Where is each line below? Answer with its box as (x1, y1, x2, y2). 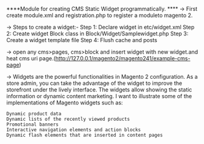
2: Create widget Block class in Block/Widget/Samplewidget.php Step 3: (6, 30, 189, 37)
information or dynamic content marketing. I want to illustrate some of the (6, 93, 192, 99)
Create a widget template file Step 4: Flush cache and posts (6, 37, 157, 43)
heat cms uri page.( (6, 55, 56, 62)
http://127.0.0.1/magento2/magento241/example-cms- (55, 55, 191, 62)
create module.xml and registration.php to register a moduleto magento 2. (6, 12, 193, 19)
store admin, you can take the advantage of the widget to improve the (6, 79, 183, 87)
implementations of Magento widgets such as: (6, 99, 123, 106)
